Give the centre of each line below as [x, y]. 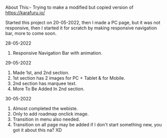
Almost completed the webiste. [45, 108]
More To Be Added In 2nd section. [49, 89]
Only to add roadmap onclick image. [51, 114]
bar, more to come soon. [31, 33]
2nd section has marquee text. [45, 83]
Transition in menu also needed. [46, 119]
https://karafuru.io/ [25, 13]
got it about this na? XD [37, 130]
